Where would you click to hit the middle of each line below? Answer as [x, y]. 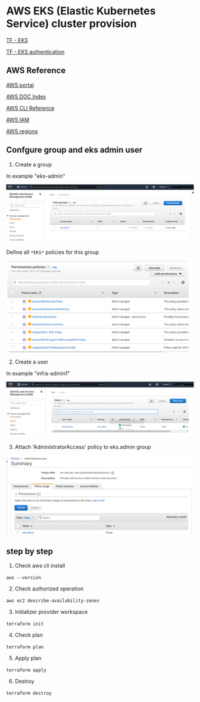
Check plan [29, 635]
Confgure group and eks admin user [74, 150]
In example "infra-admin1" [38, 373]
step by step [30, 551]
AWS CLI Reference [30, 108]
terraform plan [25, 647]
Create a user [32, 362]
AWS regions [22, 131]
